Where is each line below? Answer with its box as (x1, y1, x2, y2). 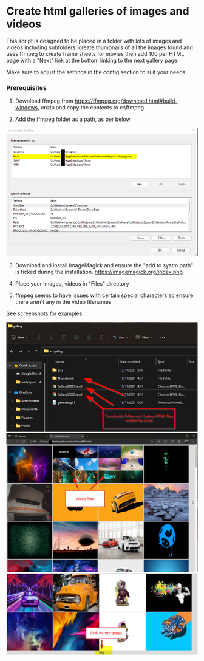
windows (15, 104, 38, 111)
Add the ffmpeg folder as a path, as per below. (15, 115, 132, 123)
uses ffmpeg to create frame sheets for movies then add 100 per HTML (6, 50, 185, 57)
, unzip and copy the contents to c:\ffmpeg (37, 104, 144, 111)
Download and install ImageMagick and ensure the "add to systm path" (15, 262, 194, 269)
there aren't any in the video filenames (15, 298, 112, 305)
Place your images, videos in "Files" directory (15, 280, 129, 287)
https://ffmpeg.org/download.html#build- (75, 97, 178, 104)
